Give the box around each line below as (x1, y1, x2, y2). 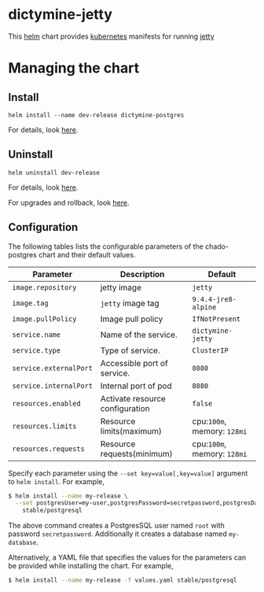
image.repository (12, 283, 77, 292)
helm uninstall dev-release (8, 168, 101, 176)
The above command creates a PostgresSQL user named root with (8, 521, 225, 531)
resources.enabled (12, 399, 81, 408)
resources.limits (12, 421, 77, 431)
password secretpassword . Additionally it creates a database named (8, 529, 228, 538)
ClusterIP (192, 346, 229, 355)
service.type (12, 346, 61, 355)
